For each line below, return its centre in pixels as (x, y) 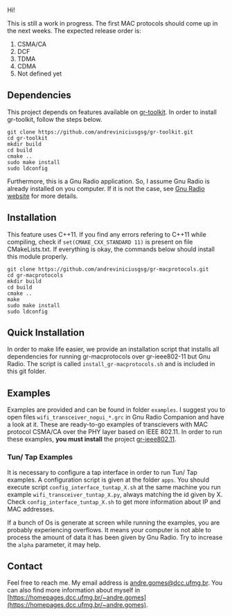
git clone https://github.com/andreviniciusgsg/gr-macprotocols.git (108, 269)
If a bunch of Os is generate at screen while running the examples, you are (114, 523)
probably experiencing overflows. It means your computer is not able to (109, 529)
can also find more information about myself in (74, 590)
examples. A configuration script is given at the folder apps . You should (108, 480)
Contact (25, 566)
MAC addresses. (31, 509)
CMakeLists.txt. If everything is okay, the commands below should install (111, 249)
